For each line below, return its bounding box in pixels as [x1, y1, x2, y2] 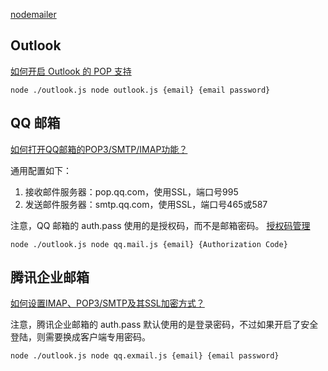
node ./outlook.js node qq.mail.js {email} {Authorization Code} [10, 239, 288, 249]
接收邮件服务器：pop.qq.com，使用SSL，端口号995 [24, 185, 239, 198]
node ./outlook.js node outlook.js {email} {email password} [10, 85, 271, 95]
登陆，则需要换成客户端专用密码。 [10, 331, 151, 343]
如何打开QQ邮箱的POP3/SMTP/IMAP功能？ [10, 143, 188, 155]
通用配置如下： [10, 164, 72, 176]
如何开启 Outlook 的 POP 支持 [10, 65, 132, 77]
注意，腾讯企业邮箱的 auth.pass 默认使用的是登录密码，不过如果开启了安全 [10, 319, 319, 331]
